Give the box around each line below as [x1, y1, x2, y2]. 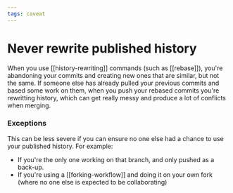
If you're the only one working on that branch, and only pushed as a [17, 155, 215, 164]
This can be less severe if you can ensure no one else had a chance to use [7, 134, 224, 142]
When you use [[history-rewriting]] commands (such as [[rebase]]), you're [7, 64, 223, 72]
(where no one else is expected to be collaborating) [17, 178, 168, 186]
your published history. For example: [7, 142, 113, 150]
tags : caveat [7, 10, 46, 18]
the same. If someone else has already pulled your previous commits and [7, 79, 220, 87]
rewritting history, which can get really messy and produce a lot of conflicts [7, 93, 227, 102]
